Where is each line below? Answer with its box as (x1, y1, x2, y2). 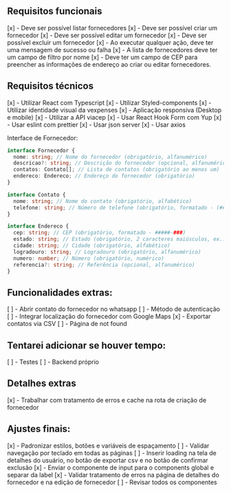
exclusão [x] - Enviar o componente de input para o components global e (7, 463, 214, 472)
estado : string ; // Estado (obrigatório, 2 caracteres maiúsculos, (13, 236, 211, 243)
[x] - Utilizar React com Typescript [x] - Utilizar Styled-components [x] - (7, 98, 212, 107)
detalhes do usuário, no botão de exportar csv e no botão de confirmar (7, 456, 208, 464)
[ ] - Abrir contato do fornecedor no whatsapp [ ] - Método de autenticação (7, 305, 221, 314)
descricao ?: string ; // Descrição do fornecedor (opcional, (13, 160, 189, 167)
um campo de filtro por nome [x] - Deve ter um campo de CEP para (7, 53, 198, 61)
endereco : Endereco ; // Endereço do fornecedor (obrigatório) (13, 173, 195, 179)
